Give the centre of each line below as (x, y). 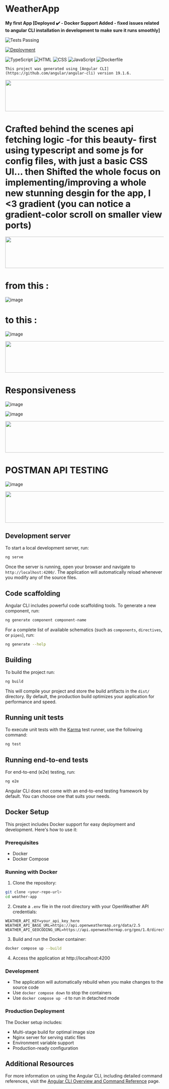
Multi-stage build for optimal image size (54, 1032)
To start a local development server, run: (47, 548)
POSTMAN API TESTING (57, 470)
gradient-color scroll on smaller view (84, 215)
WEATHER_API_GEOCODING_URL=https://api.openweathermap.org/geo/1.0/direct (85, 930)
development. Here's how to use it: (41, 830)
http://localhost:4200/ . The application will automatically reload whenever (84, 572)
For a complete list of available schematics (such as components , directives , (84, 630)
